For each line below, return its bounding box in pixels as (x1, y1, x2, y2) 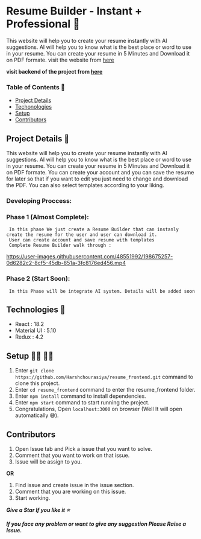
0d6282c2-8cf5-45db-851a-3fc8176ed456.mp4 (6, 260, 126, 267)
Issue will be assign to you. (14, 458, 82, 465)
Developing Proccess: (6, 196, 72, 205)
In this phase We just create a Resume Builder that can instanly (8, 226, 179, 233)
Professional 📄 (6, 17, 80, 31)
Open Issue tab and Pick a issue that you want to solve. (14, 445, 152, 452)
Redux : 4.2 (14, 333, 44, 340)
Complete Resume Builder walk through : (8, 243, 112, 249)
